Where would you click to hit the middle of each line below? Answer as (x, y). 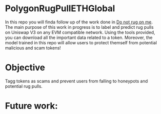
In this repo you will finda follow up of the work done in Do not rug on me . (79, 22)
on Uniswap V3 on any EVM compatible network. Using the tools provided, (80, 32)
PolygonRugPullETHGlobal (60, 9)
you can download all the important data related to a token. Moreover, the (79, 38)
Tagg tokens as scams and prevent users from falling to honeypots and (76, 81)
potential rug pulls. (24, 86)
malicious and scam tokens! (33, 48)
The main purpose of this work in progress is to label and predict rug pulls (79, 27)
